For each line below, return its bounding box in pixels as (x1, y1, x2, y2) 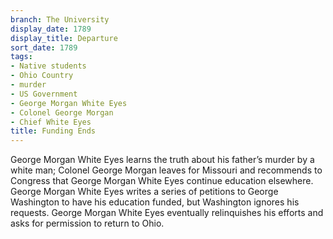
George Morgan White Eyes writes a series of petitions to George (10, 186, 279, 198)
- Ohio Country (10, 71, 74, 81)
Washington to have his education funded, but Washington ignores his (10, 196, 300, 208)
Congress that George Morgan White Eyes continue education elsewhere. (10, 175, 314, 187)
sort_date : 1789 (10, 42, 78, 53)
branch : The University (10, 14, 110, 25)
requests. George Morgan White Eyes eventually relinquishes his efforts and (10, 207, 324, 219)
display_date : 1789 (10, 24, 92, 34)
